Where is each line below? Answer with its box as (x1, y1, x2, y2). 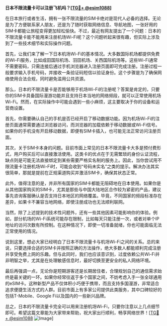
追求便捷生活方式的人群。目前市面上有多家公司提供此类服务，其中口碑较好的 (5, 287, 162, 293)
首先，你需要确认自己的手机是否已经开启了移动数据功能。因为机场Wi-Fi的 (5, 115, 156, 121)
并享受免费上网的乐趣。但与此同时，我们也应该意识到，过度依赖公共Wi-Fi (5, 251, 156, 257)
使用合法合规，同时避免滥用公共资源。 (9, 76, 88, 82)
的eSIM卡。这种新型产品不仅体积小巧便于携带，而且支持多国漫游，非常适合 (5, 281, 160, 286)
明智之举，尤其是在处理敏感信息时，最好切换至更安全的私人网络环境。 (9, 257, 153, 263)
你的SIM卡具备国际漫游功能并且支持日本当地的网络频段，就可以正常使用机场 (5, 93, 162, 99)
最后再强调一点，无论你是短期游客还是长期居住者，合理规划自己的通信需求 (5, 268, 158, 274)
